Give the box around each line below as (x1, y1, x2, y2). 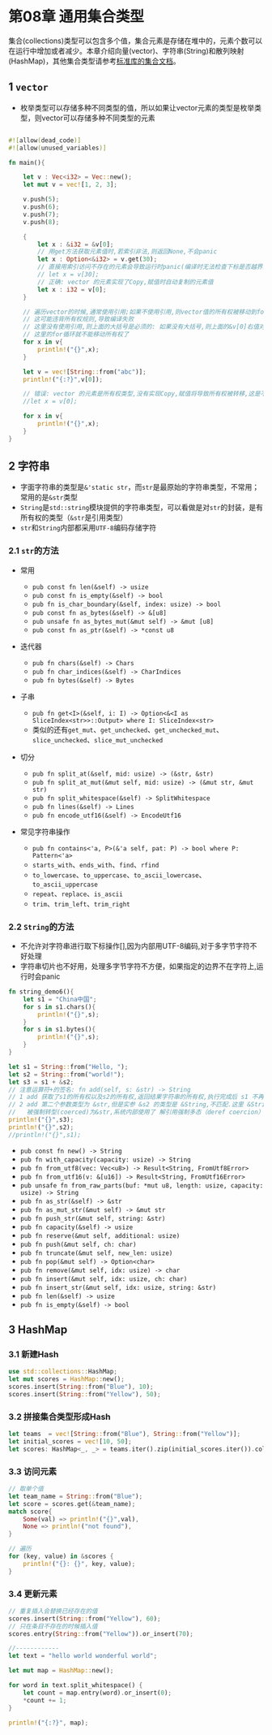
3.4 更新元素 (8, 1588, 58, 1599)
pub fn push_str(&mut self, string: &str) (19, 1214, 166, 1222)
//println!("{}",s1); (8, 1131, 82, 1139)
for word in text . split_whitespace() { (8, 1681, 143, 1690)
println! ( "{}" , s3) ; (8, 1116, 74, 1124)
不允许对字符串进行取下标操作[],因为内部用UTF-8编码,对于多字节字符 (19, 941, 250, 951)
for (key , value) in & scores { (8, 1552, 114, 1560)
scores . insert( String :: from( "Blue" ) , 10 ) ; (8, 1382, 154, 1391)
